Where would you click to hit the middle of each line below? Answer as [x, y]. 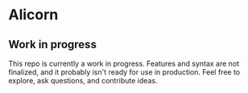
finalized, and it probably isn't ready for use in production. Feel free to [124, 72]
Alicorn [33, 15]
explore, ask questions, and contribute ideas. [83, 81]
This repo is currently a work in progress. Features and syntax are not [124, 63]
